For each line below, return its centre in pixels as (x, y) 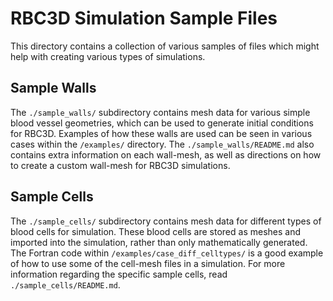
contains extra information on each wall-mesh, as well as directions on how (166, 154)
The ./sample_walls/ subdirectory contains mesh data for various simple (160, 112)
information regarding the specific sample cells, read (119, 274)
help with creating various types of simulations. (108, 56)
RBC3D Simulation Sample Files (144, 18)
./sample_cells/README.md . (65, 284)
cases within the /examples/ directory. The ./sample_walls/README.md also (162, 144)
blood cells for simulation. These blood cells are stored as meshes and (155, 231)
